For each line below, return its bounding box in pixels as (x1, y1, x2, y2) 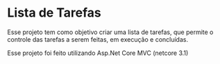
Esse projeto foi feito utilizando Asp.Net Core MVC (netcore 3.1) (7, 49, 189, 57)
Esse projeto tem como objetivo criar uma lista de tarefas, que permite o (7, 28, 214, 36)
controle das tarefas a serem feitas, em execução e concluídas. (7, 35, 189, 43)
